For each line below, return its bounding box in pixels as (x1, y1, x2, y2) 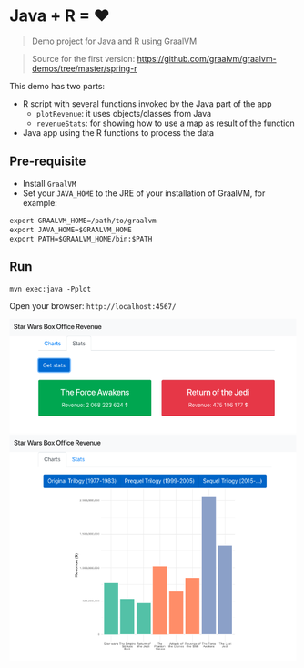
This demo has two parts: (9, 80, 106, 91)
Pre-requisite (9, 154, 86, 170)
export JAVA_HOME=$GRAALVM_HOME (9, 225, 132, 234)
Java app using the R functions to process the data (22, 127, 214, 138)
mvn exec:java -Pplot (9, 284, 92, 293)
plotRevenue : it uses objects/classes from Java (35, 108, 212, 118)
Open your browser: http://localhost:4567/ (9, 300, 177, 311)
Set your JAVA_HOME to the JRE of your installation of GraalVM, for (22, 188, 266, 199)
